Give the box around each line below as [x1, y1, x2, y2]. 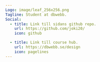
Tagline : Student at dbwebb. [5, 12, 67, 17]
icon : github [14, 31, 42, 36]
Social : [5, 17, 22, 22]
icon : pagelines [14, 49, 49, 54]
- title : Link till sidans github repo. [10, 21, 96, 27]
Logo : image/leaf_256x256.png [5, 7, 70, 13]
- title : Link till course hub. [10, 40, 79, 45]
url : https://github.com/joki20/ [14, 26, 85, 31]
